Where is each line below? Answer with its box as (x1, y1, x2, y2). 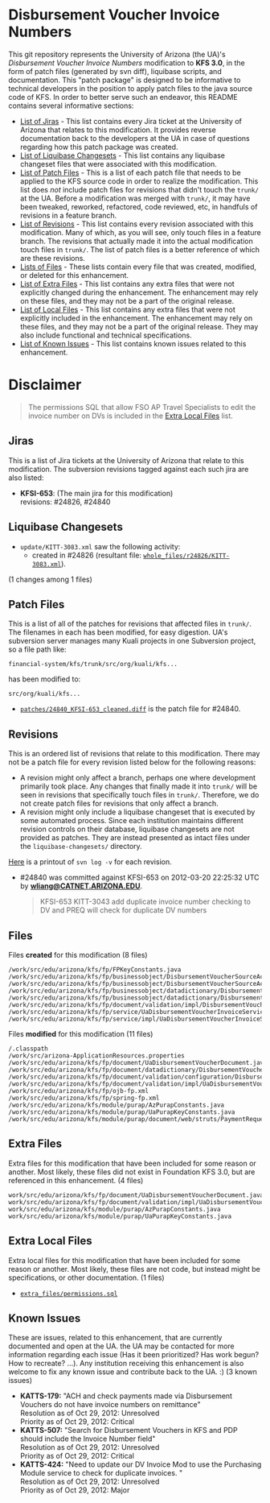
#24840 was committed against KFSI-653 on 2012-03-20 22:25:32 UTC (19, 872, 260, 883)
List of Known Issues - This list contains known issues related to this (19, 338, 247, 348)
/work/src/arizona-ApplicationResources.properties (8, 1051, 185, 1060)
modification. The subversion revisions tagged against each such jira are (8, 464, 249, 474)
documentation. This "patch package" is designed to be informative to (8, 75, 241, 85)
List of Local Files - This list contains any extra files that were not (19, 304, 235, 314)
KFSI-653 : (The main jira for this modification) (19, 488, 174, 498)
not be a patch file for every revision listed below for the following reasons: (8, 757, 256, 767)
